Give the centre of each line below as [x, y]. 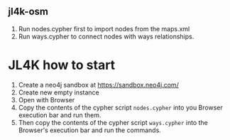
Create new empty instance [59, 92]
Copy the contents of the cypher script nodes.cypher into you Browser [120, 107]
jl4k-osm [28, 12]
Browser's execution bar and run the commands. [90, 130]
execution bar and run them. [60, 115]
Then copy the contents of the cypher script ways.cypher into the [113, 122]
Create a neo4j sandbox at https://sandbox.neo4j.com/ [99, 85]
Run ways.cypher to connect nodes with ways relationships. [106, 36]
